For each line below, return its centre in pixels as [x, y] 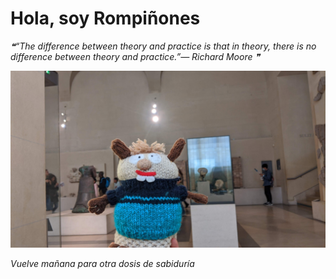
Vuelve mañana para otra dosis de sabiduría [102, 264]
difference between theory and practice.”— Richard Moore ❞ [135, 56]
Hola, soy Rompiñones [105, 18]
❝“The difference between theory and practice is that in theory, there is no [163, 46]
